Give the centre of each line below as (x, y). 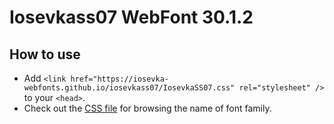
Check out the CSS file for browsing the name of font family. (147, 108)
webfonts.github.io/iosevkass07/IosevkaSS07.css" (129, 88)
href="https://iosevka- (119, 79)
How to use (45, 54)
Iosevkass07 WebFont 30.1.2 (131, 17)
